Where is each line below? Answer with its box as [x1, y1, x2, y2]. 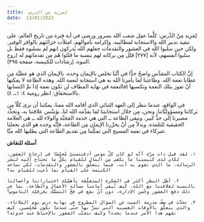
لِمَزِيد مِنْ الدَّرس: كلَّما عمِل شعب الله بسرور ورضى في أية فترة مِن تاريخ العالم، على [7, 31, 197, 39]
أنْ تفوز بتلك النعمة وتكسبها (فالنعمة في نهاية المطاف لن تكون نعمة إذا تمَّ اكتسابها [7, 82, 191, 90]
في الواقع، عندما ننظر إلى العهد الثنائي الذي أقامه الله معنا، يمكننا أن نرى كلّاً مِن [7, 101, 185, 108]
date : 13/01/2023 [7, 15, 54, 21]
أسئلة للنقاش [7, 139, 37, 146]
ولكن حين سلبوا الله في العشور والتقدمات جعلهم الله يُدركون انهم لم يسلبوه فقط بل [7, 44, 197, 52]
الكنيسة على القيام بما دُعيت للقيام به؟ [7, 167, 112, 173]
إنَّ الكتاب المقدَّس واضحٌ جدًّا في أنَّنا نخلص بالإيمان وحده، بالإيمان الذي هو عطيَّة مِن [7, 69, 193, 77]
